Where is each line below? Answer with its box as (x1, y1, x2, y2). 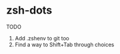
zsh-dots (6, 4, 53, 17)
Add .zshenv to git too (14, 34, 70, 42)
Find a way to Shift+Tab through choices (14, 41, 115, 48)
